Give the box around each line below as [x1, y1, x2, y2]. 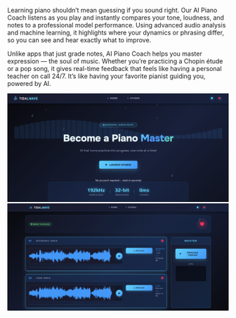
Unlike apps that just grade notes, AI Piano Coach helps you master [7, 49, 202, 58]
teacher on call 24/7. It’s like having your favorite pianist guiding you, [7, 72, 206, 80]
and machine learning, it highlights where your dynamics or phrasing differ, [7, 28, 225, 37]
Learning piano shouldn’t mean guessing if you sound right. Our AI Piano [7, 6, 218, 14]
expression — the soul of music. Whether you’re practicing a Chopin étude [7, 57, 223, 65]
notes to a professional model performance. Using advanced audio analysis [7, 21, 226, 29]
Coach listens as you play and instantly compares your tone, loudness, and [7, 13, 225, 22]
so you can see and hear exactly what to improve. [7, 36, 152, 44]
